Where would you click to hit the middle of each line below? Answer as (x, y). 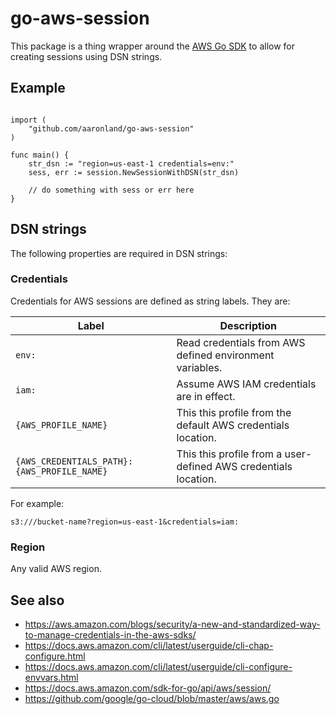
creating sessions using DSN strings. (86, 56)
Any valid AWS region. (56, 569)
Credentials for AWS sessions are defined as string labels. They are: (150, 301)
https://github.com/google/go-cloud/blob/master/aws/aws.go (152, 698)
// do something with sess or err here (111, 190)
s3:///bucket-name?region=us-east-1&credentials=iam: (125, 522)
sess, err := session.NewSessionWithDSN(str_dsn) (134, 172)
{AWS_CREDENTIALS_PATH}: (74, 461)
